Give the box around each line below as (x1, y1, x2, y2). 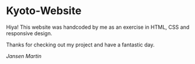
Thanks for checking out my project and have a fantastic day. (6, 41, 155, 48)
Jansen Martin (6, 52, 42, 59)
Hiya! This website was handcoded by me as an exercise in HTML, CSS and (6, 23, 190, 31)
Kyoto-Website (6, 4, 82, 18)
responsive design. (6, 29, 52, 36)
